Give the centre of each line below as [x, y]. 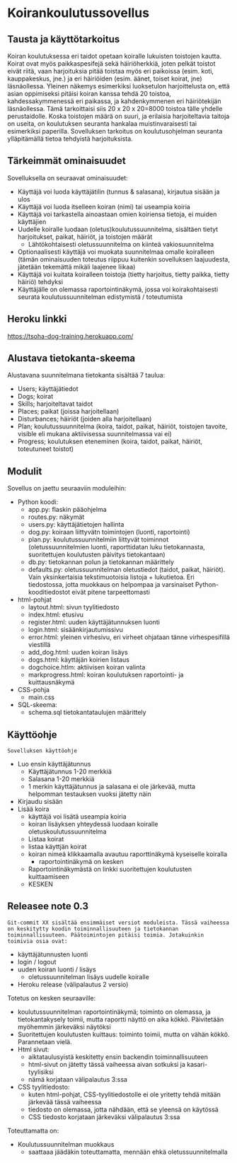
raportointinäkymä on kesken [81, 862]
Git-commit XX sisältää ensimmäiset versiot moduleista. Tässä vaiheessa [118, 923]
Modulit [25, 471]
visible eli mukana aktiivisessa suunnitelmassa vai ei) [94, 434]
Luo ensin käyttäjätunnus [54, 764]
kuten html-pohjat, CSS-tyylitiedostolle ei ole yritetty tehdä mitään [125, 1094]
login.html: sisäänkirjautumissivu [76, 630]
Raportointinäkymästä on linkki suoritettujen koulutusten [110, 869]
